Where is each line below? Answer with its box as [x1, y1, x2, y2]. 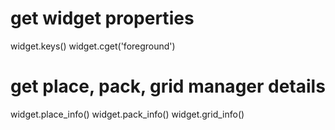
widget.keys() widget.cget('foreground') [10, 40, 176, 52]
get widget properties [10, 7, 195, 30]
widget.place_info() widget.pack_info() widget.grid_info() [10, 108, 245, 120]
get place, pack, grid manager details [10, 75, 326, 98]
